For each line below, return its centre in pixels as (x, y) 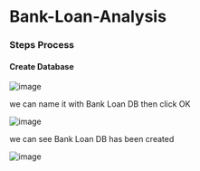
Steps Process (42, 45)
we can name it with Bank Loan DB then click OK (100, 104)
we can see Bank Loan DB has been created (92, 139)
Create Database (42, 66)
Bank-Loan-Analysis (88, 17)
